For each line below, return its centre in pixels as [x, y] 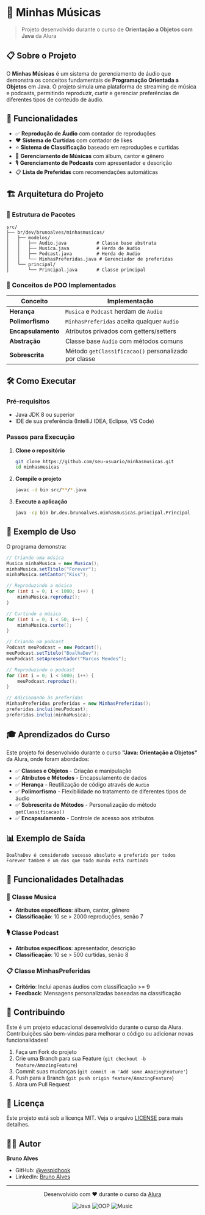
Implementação [130, 301]
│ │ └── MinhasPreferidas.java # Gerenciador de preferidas [90, 259]
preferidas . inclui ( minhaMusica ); [49, 715]
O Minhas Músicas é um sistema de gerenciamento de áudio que [89, 73]
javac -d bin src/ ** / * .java [51, 490]
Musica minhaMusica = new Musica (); [53, 563]
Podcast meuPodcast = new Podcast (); [54, 647]
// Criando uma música [35, 558]
